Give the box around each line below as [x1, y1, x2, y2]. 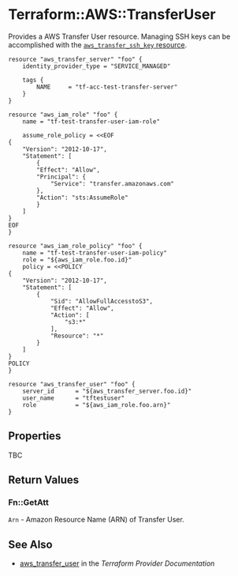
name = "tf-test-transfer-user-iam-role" [22, 117, 160, 126]
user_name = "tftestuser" [22, 393, 125, 402]
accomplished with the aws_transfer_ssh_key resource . [8, 40, 188, 49]
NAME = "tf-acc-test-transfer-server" [36, 83, 178, 91]
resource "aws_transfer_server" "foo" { [8, 55, 143, 63]
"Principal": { [36, 172, 87, 181]
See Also [8, 537, 53, 551]
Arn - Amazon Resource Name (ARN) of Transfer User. [8, 515, 185, 525]
